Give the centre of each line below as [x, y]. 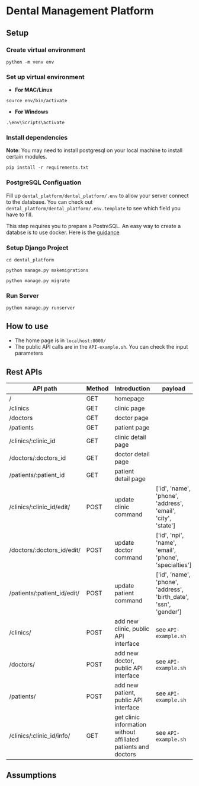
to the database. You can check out [49, 202]
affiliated [127, 739]
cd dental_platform [30, 260]
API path [45, 389]
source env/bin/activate [37, 101]
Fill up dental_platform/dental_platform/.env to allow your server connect [97, 195]
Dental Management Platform [80, 11]
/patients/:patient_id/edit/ [44, 593]
